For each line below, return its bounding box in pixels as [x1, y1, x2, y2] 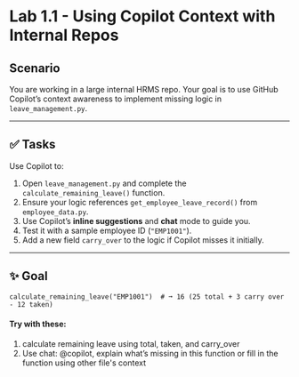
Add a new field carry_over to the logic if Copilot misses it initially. [21, 234, 264, 245]
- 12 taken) [9, 300, 53, 309]
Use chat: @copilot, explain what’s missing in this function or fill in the [21, 348, 279, 358]
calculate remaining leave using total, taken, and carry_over [21, 338, 240, 349]
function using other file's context [21, 357, 147, 368]
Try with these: [9, 318, 67, 330]
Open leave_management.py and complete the [21, 178, 187, 188]
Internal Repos [9, 25, 119, 45]
